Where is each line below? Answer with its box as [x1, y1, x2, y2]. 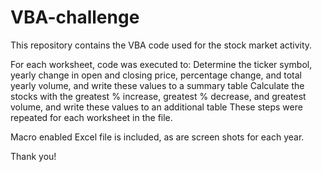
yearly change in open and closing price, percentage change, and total [10, 69, 302, 81]
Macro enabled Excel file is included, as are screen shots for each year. [10, 131, 305, 143]
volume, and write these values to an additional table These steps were [10, 101, 303, 113]
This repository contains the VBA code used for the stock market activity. [10, 39, 313, 51]
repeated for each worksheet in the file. [10, 111, 173, 123]
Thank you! [10, 150, 57, 162]
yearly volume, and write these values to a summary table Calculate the [10, 79, 305, 91]
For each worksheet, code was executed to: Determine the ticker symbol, [10, 58, 313, 70]
